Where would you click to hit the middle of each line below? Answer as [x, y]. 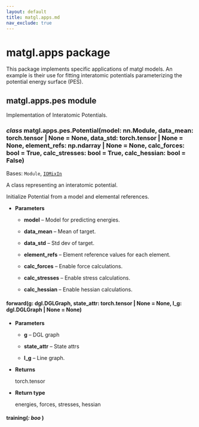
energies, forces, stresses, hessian [58, 404]
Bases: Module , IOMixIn [34, 174]
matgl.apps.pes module [51, 100]
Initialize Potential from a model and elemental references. [78, 197]
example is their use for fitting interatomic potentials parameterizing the [94, 75]
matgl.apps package [58, 52]
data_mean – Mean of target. [60, 232]
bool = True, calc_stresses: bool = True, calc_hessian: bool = [96, 153]
